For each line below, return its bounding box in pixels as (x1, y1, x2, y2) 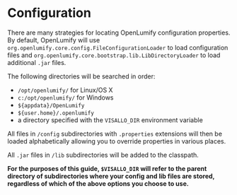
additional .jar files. (7, 58, 67, 66)
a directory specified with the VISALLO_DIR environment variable (17, 115, 203, 124)
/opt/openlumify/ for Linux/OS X (17, 85, 113, 94)
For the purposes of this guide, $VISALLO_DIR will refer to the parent (7, 164, 207, 172)
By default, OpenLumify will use (7, 35, 100, 44)
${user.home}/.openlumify (17, 110, 94, 117)
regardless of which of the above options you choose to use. (7, 179, 189, 188)
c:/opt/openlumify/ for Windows (17, 93, 114, 102)
